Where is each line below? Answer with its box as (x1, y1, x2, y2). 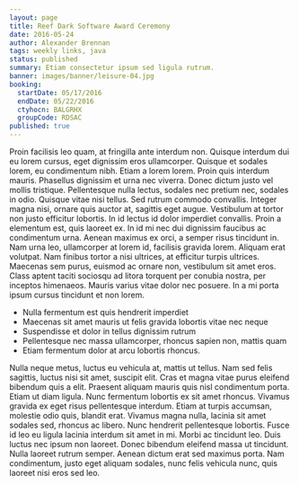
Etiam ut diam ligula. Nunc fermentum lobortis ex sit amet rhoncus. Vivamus (9, 392, 290, 401)
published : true (9, 122, 70, 131)
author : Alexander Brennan (9, 38, 110, 48)
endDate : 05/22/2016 (17, 96, 94, 106)
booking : (9, 80, 42, 89)
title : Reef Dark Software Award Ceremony (9, 22, 171, 31)
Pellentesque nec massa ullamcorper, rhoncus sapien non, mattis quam (22, 336, 287, 346)
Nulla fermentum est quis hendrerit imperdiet (22, 307, 189, 317)
